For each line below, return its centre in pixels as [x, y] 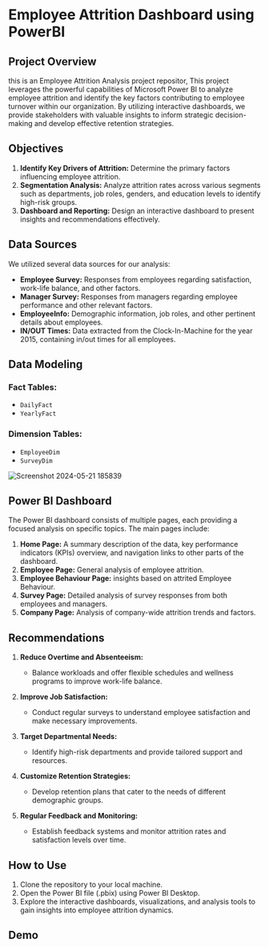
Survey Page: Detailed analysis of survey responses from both [124, 595]
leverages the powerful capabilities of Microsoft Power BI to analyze [121, 89]
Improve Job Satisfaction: [64, 697]
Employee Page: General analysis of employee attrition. [112, 570]
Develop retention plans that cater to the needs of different [129, 792]
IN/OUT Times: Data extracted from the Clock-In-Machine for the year [136, 330]
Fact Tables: [33, 387]
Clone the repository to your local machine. [91, 884]
